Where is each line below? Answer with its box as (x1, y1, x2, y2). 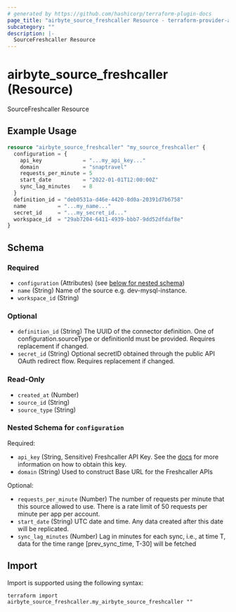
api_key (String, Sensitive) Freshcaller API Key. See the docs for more (17, 453, 219, 461)
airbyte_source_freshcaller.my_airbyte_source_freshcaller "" (7, 598, 193, 605)
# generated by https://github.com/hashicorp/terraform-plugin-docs (7, 10, 212, 18)
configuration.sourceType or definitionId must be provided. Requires (17, 334, 216, 343)
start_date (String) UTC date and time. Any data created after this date (17, 517, 223, 526)
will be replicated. (17, 524, 69, 533)
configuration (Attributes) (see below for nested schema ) (17, 278, 185, 287)
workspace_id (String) (17, 293, 79, 302)
